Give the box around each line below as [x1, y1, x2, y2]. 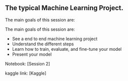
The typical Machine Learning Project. [5, 4, 124, 12]
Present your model [12, 51, 52, 57]
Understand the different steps [12, 41, 74, 47]
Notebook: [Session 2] [5, 61, 50, 66]
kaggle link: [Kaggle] [5, 70, 47, 76]
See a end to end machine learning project [12, 36, 98, 41]
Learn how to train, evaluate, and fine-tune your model [12, 46, 122, 52]
